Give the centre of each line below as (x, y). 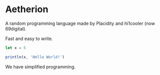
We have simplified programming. (40, 66)
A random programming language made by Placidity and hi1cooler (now (80, 23)
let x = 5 (16, 48)
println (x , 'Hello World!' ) (35, 57)
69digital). (16, 28)
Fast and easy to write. (29, 39)
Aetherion (27, 9)
